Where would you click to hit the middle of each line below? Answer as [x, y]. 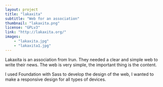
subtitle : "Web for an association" [42, 18]
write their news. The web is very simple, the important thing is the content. [81, 65]
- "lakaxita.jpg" [31, 41]
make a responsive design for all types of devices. [56, 79]
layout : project [21, 9]
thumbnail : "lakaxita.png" [32, 23]
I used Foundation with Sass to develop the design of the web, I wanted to [80, 74]
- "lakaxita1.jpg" [32, 46]
